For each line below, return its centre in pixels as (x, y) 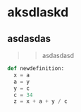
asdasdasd (58, 55)
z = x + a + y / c (41, 101)
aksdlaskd (38, 12)
